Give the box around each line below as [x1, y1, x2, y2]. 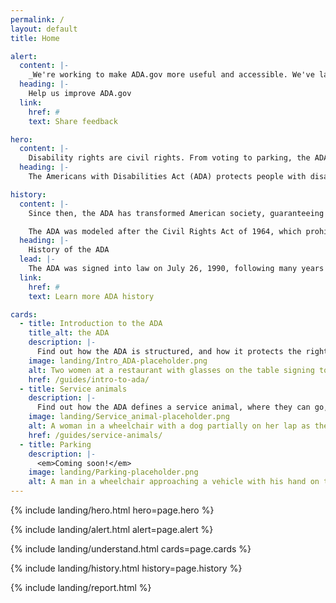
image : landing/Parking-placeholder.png [28, 467, 199, 478]
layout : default [10, 24, 78, 34]
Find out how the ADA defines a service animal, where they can [36, 402, 311, 413]
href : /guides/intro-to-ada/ [28, 374, 150, 385]
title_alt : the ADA [28, 328, 110, 338]
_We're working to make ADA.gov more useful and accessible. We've [28, 70, 315, 80]
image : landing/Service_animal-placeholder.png [28, 412, 230, 422]
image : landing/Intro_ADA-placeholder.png [28, 356, 208, 366]
